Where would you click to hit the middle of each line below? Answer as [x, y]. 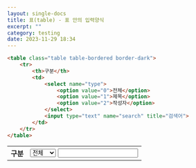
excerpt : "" [24, 26]
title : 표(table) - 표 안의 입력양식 [56, 20]
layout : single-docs [37, 13]
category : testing [34, 33]
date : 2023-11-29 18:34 [42, 39]
